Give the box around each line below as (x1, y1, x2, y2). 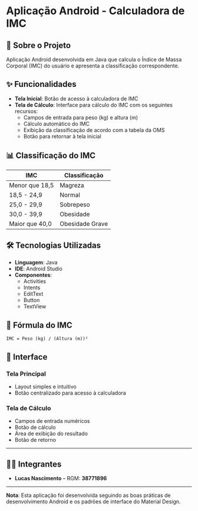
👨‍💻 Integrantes (6, 459, 62, 469)
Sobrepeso (60, 200, 90, 208)
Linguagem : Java (14, 259, 58, 266)
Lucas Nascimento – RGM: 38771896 (14, 475, 107, 482)
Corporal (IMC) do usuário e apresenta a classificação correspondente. (6, 62, 180, 69)
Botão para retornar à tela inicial (23, 132, 101, 140)
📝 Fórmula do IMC (6, 320, 72, 330)
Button (23, 297, 40, 304)
